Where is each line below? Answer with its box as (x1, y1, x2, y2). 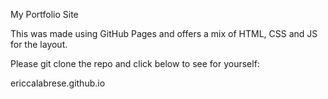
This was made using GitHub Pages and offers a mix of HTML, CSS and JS (10, 28, 318, 39)
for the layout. (10, 39, 68, 50)
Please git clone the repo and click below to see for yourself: (10, 58, 260, 69)
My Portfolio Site (10, 9, 79, 20)
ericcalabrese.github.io (10, 77, 106, 89)
